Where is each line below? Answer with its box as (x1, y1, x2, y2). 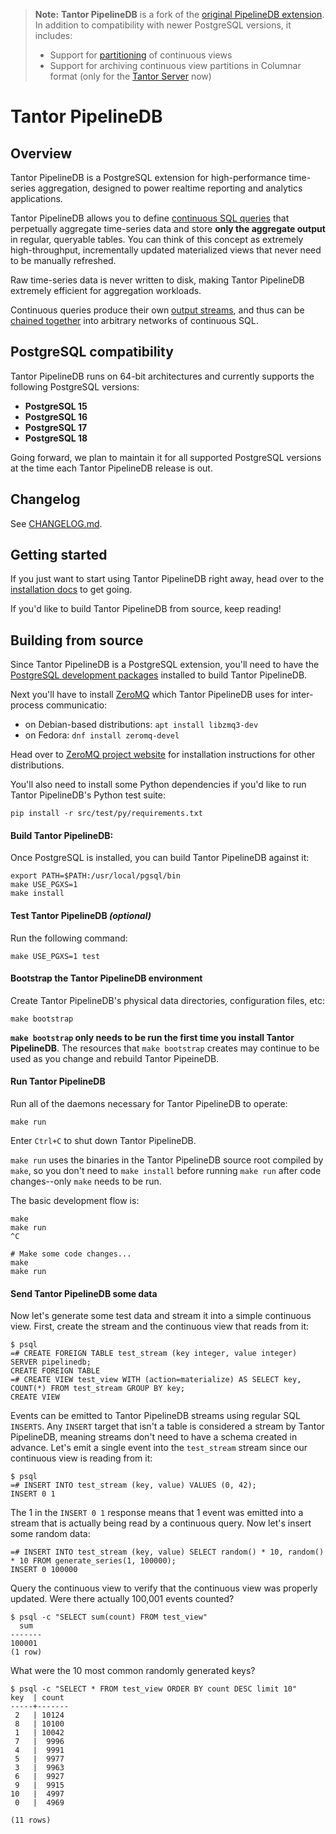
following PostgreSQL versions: (10, 380, 140, 393)
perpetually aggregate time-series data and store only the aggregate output (10, 223, 326, 234)
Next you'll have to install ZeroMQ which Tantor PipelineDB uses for (10, 689, 290, 701)
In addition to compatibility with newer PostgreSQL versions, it (34, 19, 292, 31)
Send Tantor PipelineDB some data (10, 1287, 158, 1299)
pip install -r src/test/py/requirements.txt (10, 809, 203, 819)
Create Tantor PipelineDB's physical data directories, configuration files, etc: (10, 994, 325, 1006)
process (10, 699, 44, 711)
